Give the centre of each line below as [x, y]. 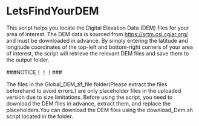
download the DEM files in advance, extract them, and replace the [89, 103]
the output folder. [28, 60]
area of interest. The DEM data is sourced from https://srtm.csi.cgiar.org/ [97, 34]
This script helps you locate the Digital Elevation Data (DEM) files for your [98, 28]
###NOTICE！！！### [34, 72]
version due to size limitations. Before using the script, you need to [90, 97]
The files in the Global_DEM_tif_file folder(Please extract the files [87, 84]
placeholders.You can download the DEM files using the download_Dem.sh [100, 110]
